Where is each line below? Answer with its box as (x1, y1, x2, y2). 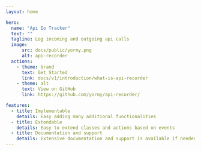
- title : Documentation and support (11, 130, 103, 136)
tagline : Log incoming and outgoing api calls (11, 36, 130, 42)
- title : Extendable (11, 119, 62, 125)
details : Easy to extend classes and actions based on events (16, 125, 175, 131)
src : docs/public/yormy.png (21, 47, 92, 54)
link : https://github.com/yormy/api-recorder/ (21, 92, 140, 98)
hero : (5, 19, 19, 26)
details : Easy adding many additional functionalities (16, 113, 157, 119)
